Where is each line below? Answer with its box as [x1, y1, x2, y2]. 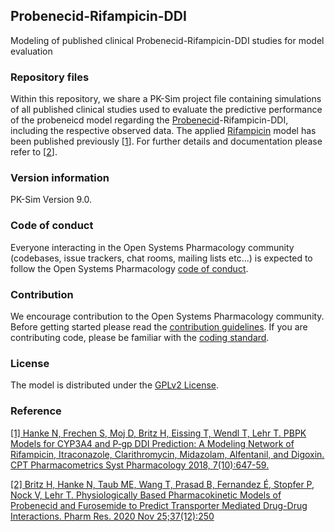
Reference [10, 404, 62, 418]
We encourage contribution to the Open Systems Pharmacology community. [10, 310, 325, 322]
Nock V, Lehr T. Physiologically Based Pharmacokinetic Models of [10, 489, 282, 501]
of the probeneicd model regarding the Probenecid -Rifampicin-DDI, [10, 114, 289, 126]
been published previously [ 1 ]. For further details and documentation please [10, 135, 323, 148]
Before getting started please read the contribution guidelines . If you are [10, 321, 308, 333]
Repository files [10, 70, 90, 84]
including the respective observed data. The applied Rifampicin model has [10, 125, 317, 137]
